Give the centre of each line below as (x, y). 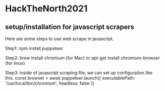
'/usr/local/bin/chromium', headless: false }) (50, 83)
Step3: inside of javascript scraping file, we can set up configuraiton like (79, 73)
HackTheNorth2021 (46, 9)
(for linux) (15, 63)
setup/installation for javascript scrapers (70, 27)
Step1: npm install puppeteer (34, 48)
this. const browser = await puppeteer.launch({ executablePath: (70, 78)
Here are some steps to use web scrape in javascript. (59, 39)
